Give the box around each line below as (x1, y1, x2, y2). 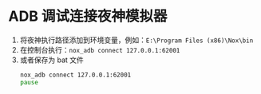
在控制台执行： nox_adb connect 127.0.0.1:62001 (19, 45, 180, 54)
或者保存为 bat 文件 (19, 55, 84, 65)
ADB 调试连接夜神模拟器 (8, 7, 168, 25)
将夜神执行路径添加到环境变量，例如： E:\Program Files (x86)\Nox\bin (19, 35, 254, 45)
